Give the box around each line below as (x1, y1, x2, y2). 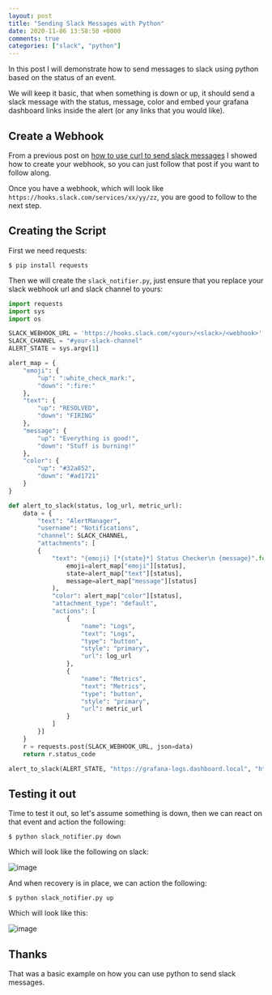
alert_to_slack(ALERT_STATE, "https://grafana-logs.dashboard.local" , (8, 764, 252, 773)
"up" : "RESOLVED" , (37, 404, 100, 413)
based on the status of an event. (8, 73, 117, 83)
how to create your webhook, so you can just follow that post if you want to (8, 159, 260, 168)
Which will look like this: (8, 908, 88, 918)
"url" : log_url (80, 653, 132, 661)
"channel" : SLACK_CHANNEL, (37, 532, 129, 540)
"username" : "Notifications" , (37, 524, 139, 533)
